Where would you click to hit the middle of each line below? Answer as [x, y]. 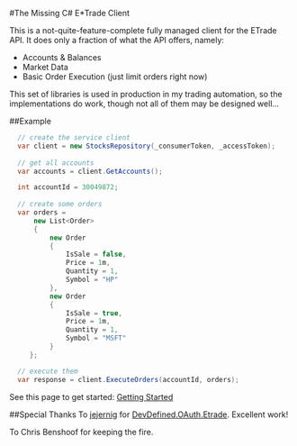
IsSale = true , [94, 313]
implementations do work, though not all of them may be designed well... [144, 104]
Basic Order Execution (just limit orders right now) [115, 77]
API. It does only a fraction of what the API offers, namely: [117, 40]
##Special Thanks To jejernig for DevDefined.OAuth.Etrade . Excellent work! [149, 414]
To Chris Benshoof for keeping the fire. [81, 432]
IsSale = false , [96, 255]
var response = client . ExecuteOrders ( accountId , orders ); [129, 379]
